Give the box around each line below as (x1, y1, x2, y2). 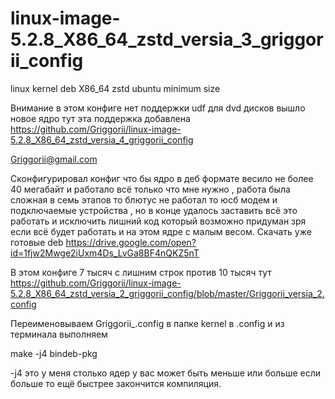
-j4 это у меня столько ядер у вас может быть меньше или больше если (10, 367, 322, 379)
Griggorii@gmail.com (10, 153, 98, 165)
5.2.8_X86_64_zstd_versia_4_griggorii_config (10, 133, 194, 146)
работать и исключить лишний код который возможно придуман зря (10, 215, 307, 227)
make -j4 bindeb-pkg (10, 347, 98, 359)
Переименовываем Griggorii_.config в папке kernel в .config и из (10, 317, 285, 329)
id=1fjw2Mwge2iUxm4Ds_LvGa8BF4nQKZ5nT (10, 247, 200, 259)
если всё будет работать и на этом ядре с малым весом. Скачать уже (10, 225, 312, 237)
